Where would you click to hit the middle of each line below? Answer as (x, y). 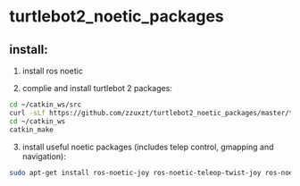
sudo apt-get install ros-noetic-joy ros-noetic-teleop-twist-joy (135, 173)
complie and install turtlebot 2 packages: (97, 88)
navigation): (44, 156)
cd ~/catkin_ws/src (46, 105)
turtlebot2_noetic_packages (117, 17)
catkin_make (31, 130)
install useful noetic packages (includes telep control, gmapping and (148, 147)
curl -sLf (28, 113)
